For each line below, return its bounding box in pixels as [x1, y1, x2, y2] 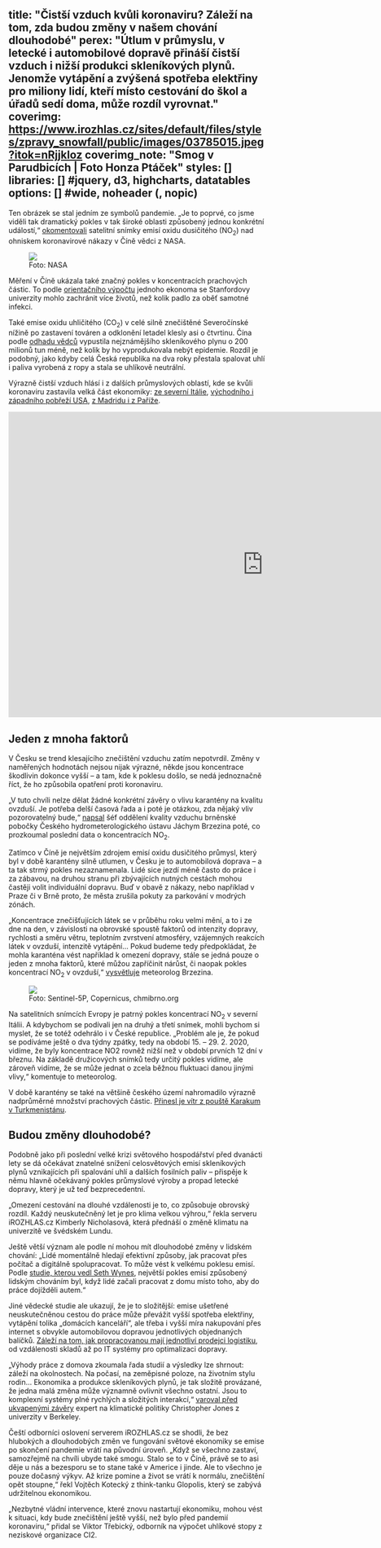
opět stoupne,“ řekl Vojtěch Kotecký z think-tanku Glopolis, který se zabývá [8, 1480, 262, 1489]
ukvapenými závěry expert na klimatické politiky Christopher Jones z [8, 1403, 240, 1414]
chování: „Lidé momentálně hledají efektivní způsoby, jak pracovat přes [8, 1251, 247, 1260]
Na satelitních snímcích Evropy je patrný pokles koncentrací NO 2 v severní [8, 1009, 258, 1021]
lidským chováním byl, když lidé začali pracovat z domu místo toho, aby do [8, 1277, 260, 1286]
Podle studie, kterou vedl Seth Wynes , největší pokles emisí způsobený [8, 1268, 247, 1278]
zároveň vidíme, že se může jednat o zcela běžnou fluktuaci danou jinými [8, 1062, 254, 1072]
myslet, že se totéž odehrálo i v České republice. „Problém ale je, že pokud [8, 1028, 260, 1038]
